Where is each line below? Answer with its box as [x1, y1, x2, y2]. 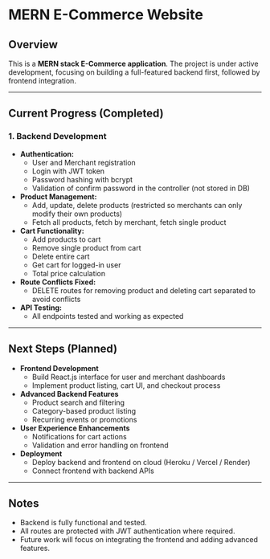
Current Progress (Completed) [8, 107, 164, 120]
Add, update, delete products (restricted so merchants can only [31, 200, 243, 210]
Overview [8, 38, 59, 51]
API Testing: [19, 303, 63, 312]
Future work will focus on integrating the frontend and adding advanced [19, 535, 259, 545]
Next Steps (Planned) [8, 342, 118, 356]
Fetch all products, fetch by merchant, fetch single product [31, 217, 227, 226]
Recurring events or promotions [31, 414, 137, 424]
